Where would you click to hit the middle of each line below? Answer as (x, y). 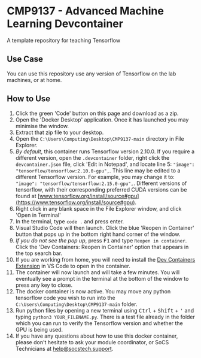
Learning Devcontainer (65, 24)
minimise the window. (42, 126)
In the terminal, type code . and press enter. (70, 221)
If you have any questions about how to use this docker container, (97, 336)
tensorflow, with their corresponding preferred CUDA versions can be (101, 189)
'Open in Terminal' (38, 215)
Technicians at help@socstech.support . (64, 348)
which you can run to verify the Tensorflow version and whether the (99, 323)
